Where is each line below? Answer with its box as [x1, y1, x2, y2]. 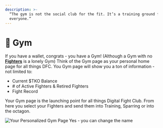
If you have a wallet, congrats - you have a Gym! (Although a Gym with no [5, 53, 153, 59]
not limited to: [5, 69, 33, 74]
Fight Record [12, 89, 38, 94]
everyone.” [9, 16, 32, 21]
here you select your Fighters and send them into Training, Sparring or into [5, 103, 154, 109]
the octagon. [5, 108, 31, 114]
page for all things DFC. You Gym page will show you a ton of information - [5, 64, 155, 70]
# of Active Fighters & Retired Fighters [12, 83, 89, 89]
